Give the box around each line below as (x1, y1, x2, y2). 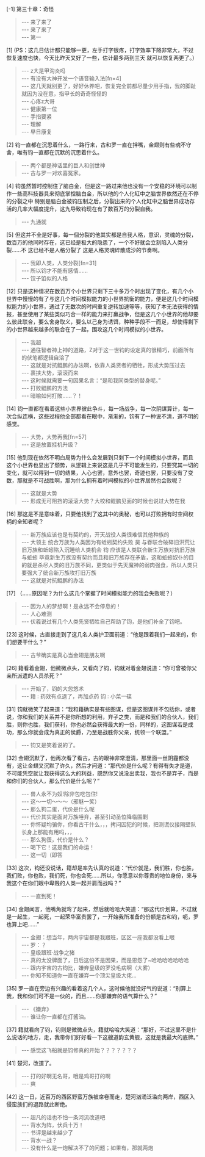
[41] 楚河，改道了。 (6, 1059, 55, 1067)
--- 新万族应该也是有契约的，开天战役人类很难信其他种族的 (21, 531, 170, 538)
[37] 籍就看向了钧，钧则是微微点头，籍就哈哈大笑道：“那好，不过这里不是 (6, 1026, 192, 1033)
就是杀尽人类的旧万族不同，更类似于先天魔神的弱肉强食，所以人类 (26, 561, 193, 569)
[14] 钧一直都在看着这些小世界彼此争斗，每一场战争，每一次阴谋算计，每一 (6, 405, 194, 412)
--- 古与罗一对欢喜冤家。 (21, 170, 84, 176)
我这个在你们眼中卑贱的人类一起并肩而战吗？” (6, 879, 121, 887)
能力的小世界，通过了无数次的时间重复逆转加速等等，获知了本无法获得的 (11, 303, 193, 310)
